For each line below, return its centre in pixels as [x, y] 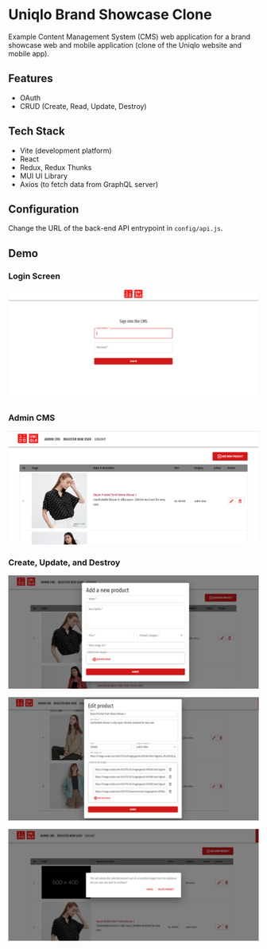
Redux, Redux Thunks [56, 167]
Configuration [44, 209]
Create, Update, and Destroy [64, 562]
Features [31, 78]
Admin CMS [32, 418]
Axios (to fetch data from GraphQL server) [89, 184]
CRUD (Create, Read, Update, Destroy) [83, 106]
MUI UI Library [44, 176]
